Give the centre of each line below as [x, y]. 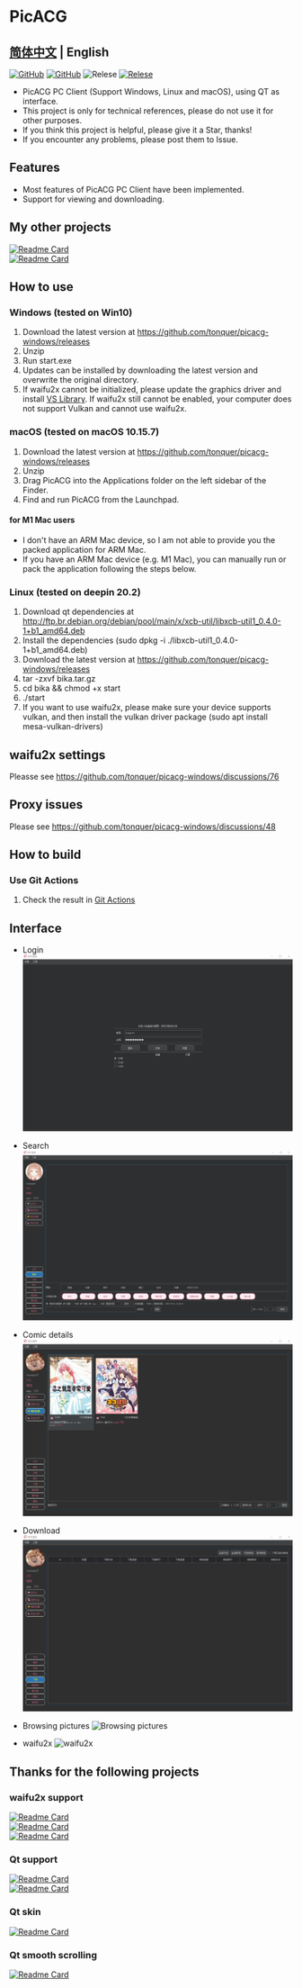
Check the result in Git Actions [79, 900]
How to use [41, 287]
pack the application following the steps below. [109, 568]
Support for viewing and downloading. [93, 199]
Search [36, 1145]
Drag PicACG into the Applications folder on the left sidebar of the [144, 480]
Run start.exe [47, 361]
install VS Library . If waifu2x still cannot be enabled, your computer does [157, 399]
